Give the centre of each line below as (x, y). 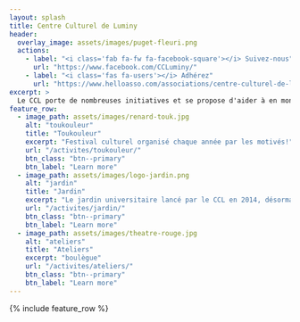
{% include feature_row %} (59, 308)
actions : (33, 51)
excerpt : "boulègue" (63, 258)
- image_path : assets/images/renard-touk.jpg (104, 117)
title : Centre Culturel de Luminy (74, 26)
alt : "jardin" (51, 184)
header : (24, 34)
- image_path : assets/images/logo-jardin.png (104, 175)
